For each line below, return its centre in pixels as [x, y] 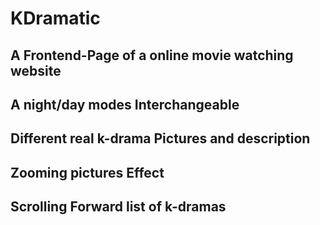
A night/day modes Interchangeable [125, 104]
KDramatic [55, 18]
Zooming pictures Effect [87, 172]
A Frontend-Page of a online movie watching [152, 55]
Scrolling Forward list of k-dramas [118, 207]
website [36, 70]
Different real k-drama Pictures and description [160, 138]
